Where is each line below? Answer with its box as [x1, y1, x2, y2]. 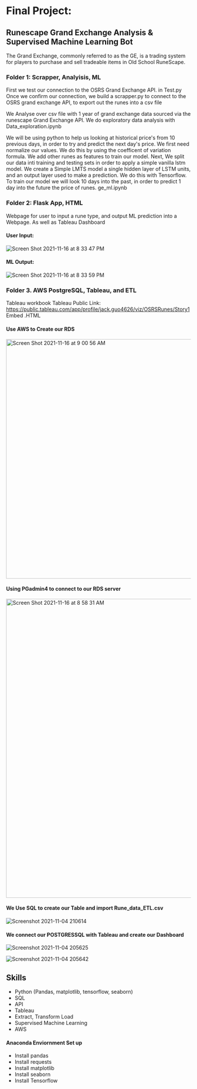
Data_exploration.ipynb [6, 123, 62, 130]
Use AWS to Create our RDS [6, 325, 75, 333]
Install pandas [14, 1052, 49, 1059]
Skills [6, 973, 26, 983]
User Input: [6, 232, 34, 239]
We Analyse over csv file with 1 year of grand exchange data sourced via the [6, 110, 191, 118]
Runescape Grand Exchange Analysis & [6, 28, 154, 38]
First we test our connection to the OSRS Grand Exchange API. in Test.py [6, 86, 182, 93]
